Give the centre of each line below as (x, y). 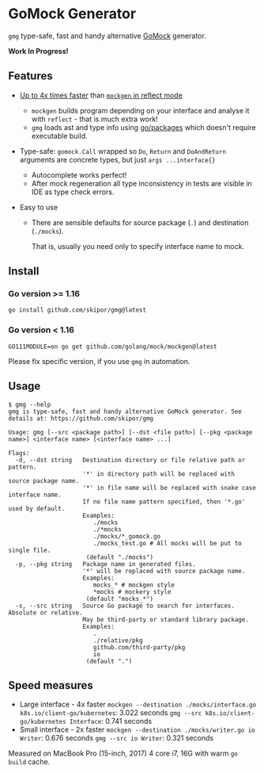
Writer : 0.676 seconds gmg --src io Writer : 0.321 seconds (117, 738)
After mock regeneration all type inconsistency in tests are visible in (142, 183)
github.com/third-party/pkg (139, 647)
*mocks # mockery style (132, 591)
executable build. (60, 136)
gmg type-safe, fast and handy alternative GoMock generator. (107, 36)
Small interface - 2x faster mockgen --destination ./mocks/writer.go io (137, 729)
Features (30, 76)
